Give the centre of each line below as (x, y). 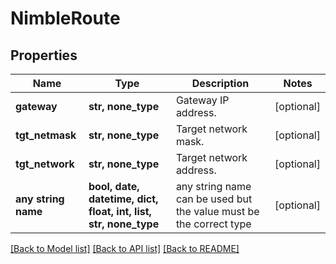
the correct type (213, 224)
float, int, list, (120, 211)
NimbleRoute (65, 18)
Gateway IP (202, 100)
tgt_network (45, 164)
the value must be (217, 211)
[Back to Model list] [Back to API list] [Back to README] (125, 248)
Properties (44, 55)
